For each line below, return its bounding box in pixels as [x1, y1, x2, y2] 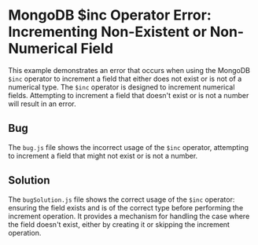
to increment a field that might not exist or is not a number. [8, 151, 198, 160]
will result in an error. [8, 99, 76, 108]
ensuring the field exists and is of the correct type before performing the [8, 203, 244, 212]
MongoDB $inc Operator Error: [8, 6, 212, 24]
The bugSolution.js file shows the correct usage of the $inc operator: [8, 195, 235, 204]
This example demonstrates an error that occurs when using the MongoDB [8, 65, 250, 75]
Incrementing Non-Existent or [8, 23, 207, 41]
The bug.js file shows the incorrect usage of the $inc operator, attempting [8, 142, 249, 152]
